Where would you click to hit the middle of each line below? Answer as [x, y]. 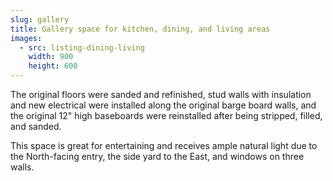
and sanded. [36, 126]
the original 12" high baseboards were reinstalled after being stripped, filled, [166, 115]
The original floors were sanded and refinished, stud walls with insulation [161, 94]
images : [26, 38]
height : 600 [53, 66]
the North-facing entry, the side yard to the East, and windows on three [157, 156]
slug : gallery [40, 19]
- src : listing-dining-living [82, 47]
